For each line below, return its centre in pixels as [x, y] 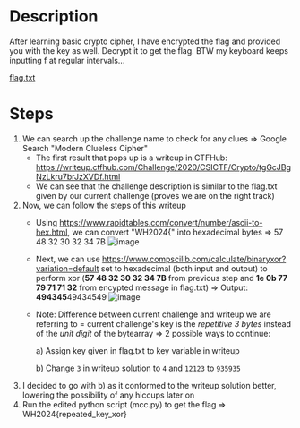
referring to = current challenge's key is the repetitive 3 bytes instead [163, 323]
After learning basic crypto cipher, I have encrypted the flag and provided [145, 41]
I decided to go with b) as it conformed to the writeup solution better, [149, 385]
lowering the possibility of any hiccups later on [108, 395]
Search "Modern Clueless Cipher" [85, 148]
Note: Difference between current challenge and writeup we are [153, 314]
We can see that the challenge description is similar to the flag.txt [156, 186]
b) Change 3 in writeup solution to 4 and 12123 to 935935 [138, 368]
